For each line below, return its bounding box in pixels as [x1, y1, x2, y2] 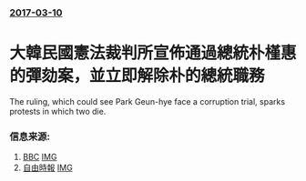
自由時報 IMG [22, 162, 73, 174]
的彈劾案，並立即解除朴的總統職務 [9, 65, 266, 86]
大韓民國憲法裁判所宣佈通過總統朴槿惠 [9, 43, 298, 64]
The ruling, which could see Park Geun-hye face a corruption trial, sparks [9, 96, 285, 106]
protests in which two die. [9, 106, 107, 116]
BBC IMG [22, 152, 57, 163]
